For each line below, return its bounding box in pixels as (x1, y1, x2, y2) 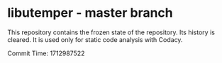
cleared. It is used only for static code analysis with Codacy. (7, 35, 183, 43)
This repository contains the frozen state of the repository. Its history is (7, 28, 215, 36)
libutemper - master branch (7, 5, 174, 21)
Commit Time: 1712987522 (7, 49, 85, 57)
